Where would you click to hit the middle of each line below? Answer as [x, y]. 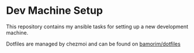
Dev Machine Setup [55, 11]
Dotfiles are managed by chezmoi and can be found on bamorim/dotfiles [93, 44]
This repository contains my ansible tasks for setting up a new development [97, 26]
